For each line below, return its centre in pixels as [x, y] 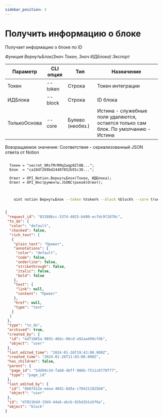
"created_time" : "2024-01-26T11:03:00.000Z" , [54, 357]
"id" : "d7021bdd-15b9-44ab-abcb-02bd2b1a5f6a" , [56, 402]
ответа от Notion [22, 152]
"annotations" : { [31, 248]
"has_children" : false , [31, 362]
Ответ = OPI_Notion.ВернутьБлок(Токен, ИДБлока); [60, 178]
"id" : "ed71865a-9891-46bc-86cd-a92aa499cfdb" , [58, 339]
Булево [76, 120]
